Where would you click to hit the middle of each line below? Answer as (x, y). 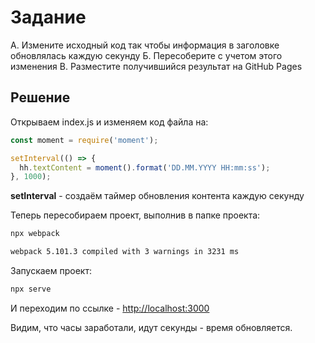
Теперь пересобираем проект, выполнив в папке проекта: (135, 215)
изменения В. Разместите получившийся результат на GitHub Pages (156, 66)
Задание (48, 17)
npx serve (31, 289)
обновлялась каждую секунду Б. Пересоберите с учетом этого (146, 55)
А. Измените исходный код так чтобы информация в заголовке (145, 45)
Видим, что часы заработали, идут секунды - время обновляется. (151, 327)
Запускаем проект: (51, 270)
